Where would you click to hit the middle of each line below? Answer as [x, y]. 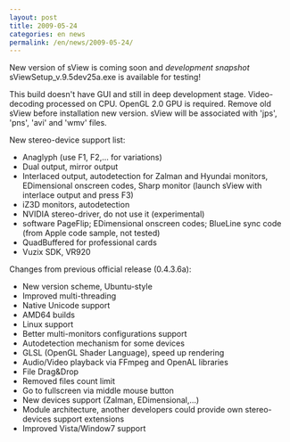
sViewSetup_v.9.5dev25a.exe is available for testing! [105, 78]
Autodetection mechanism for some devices [104, 343]
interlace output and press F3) [78, 195]
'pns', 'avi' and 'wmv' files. [58, 123]
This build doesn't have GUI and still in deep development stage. [128, 94]
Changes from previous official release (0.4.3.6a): [100, 269]
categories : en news [48, 34]
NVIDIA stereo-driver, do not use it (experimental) [113, 214]
